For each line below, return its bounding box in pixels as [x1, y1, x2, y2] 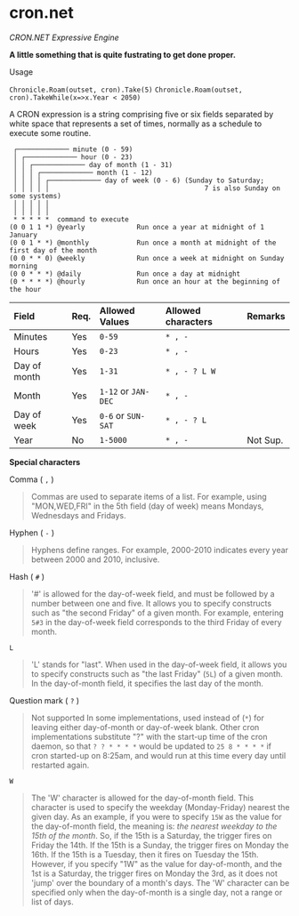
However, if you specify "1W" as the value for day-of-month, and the [30, 858, 283, 869]
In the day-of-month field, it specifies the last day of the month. [30, 678, 264, 688]
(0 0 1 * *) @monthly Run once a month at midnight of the [9, 238, 277, 247]
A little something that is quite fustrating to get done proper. [9, 49, 236, 60]
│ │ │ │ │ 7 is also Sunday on [12, 183, 280, 193]
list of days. [30, 896, 74, 907]
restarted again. [30, 759, 90, 770]
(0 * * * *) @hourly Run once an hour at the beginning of [9, 277, 280, 286]
